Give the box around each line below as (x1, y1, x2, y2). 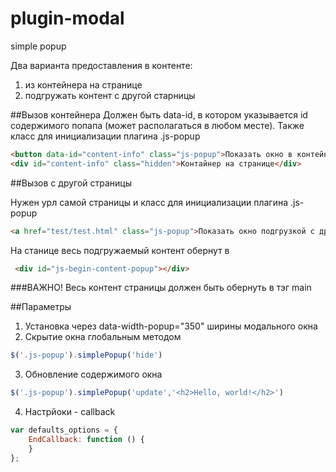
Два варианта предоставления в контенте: (10, 59, 193, 71)
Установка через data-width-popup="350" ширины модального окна (24, 320, 318, 332)
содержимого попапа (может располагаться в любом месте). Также (10, 119, 305, 131)
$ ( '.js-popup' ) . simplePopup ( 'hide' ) (10, 350, 163, 361)
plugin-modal (10, 7, 125, 30)
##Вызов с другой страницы (10, 177, 133, 189)
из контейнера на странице (24, 78, 143, 91)
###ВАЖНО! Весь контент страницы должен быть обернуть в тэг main (10, 282, 312, 294)
